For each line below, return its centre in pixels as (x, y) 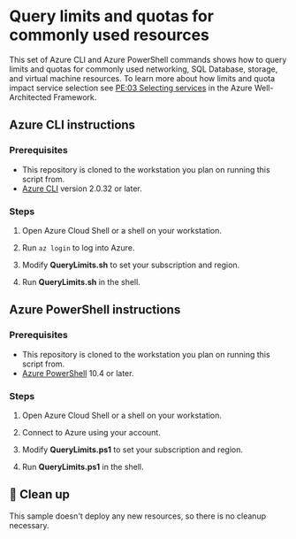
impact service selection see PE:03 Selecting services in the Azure (131, 88)
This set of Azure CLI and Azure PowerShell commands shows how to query (148, 59)
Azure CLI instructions (72, 125)
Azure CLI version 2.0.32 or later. (82, 189)
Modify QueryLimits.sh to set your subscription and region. (131, 265)
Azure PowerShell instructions (95, 310)
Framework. (75, 97)
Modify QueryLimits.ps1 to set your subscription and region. (132, 450)
